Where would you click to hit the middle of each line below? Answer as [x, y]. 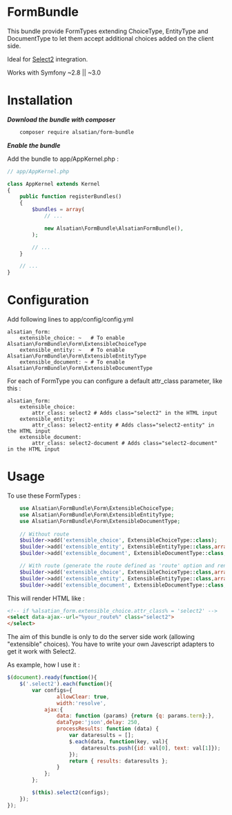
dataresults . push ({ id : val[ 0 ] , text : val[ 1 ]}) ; [151, 748]
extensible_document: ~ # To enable [72, 362]
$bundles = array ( [58, 210]
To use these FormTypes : [44, 495]
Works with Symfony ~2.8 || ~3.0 [54, 72]
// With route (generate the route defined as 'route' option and [117, 566]
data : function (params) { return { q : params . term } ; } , [135, 716]
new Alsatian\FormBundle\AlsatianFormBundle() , [114, 228]
